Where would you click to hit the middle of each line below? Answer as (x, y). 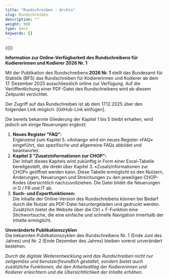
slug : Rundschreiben (27, 15)
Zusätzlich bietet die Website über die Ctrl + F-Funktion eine (75, 210)
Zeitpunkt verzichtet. (27, 94)
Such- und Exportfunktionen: (44, 193)
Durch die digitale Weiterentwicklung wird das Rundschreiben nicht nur (79, 256)
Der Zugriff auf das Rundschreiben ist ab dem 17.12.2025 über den (74, 104)
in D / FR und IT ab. (33, 188)
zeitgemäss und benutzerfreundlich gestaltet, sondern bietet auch (74, 261)
